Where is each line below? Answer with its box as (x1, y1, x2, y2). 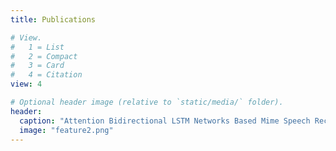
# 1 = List (10, 42, 65, 52)
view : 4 (10, 79, 43, 90)
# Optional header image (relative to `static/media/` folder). (10, 97, 284, 107)
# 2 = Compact (10, 51, 78, 61)
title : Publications (10, 14, 97, 25)
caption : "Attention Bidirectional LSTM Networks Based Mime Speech (19, 116, 311, 126)
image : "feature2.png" (19, 125, 114, 135)
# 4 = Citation (10, 70, 83, 80)
